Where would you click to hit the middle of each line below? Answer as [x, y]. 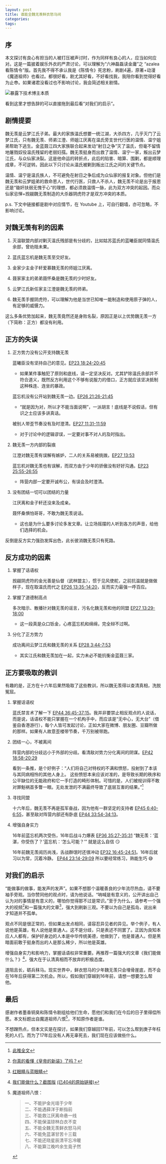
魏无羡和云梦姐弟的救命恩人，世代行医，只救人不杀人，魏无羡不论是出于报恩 [83, 181]
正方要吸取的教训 [31, 672]
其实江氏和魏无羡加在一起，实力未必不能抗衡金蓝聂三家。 [78, 655]
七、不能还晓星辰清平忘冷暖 [53, 1140]
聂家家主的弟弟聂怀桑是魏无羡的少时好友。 [56, 278]
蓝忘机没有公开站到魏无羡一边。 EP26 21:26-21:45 [63, 396]
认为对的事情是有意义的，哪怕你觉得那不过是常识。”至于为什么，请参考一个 [81, 901]
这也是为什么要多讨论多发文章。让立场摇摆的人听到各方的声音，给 [87, 524]
